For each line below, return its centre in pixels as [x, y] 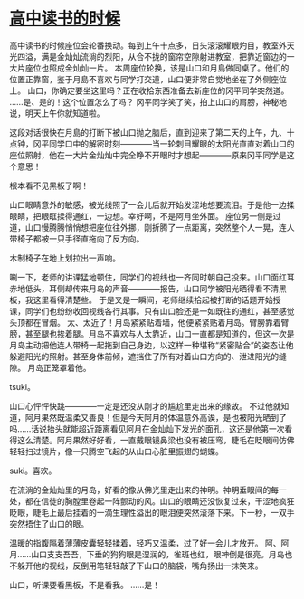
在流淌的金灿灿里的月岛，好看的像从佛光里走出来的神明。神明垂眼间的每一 [148, 490]
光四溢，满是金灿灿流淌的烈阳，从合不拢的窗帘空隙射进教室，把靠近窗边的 [148, 56]
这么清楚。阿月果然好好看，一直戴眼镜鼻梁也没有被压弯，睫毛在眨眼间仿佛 [156, 440]
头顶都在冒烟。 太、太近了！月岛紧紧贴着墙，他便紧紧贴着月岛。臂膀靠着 [145, 322]
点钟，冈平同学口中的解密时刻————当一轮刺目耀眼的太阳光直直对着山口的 [152, 143]
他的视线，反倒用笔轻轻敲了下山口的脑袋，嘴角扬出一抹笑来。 [148, 566]
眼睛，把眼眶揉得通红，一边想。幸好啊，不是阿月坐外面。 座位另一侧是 [141, 216]
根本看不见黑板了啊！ [49, 185]
